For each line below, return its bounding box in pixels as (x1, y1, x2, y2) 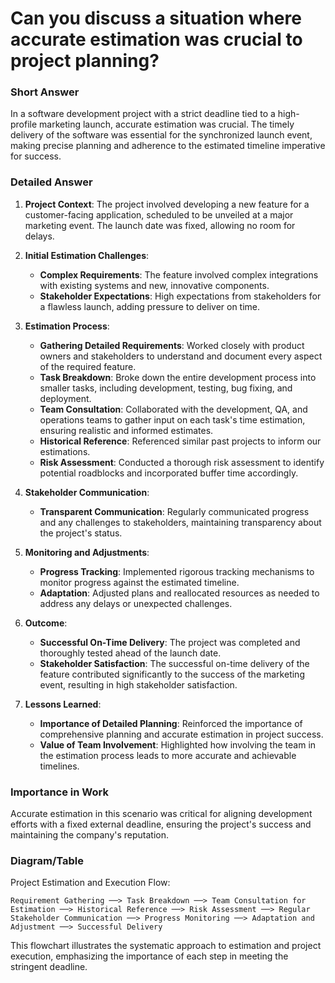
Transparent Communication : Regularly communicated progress (39, 505, 310, 517)
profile (10, 118, 38, 131)
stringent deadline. (10, 961, 88, 973)
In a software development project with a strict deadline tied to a (10, 108, 276, 120)
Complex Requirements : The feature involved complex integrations (39, 268, 319, 281)
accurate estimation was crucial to (10, 28, 303, 51)
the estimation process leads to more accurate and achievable (39, 749, 297, 761)
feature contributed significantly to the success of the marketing (39, 668, 305, 680)
